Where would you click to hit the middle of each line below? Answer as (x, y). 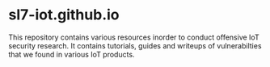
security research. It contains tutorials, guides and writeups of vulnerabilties (135, 45)
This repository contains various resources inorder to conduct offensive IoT (134, 37)
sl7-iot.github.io (64, 15)
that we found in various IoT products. (72, 54)
